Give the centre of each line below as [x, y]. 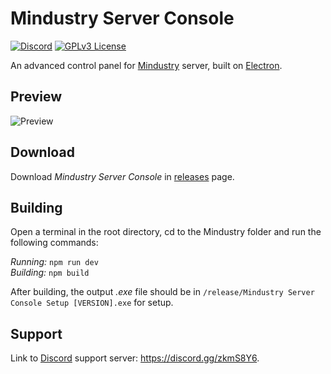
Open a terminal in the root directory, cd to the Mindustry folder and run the [166, 232]
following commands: [54, 243]
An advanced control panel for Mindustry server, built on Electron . [146, 65]
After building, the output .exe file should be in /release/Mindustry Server [162, 292]
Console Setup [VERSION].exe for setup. [92, 303]
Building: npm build [50, 273]
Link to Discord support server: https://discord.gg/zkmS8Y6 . [135, 358]
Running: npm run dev [54, 262]
